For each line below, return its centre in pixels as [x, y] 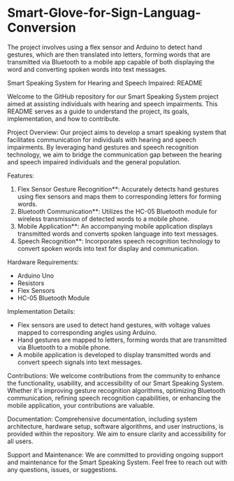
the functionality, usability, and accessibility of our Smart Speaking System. [116, 383]
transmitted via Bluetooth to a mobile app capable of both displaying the [111, 62]
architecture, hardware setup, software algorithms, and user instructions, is [116, 426]
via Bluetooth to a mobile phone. [64, 347]
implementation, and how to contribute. [64, 119]
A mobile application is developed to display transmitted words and [114, 354]
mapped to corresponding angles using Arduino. [87, 332]
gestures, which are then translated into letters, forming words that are [109, 55]
